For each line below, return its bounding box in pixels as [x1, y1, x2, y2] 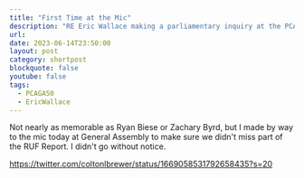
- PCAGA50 [17, 89, 54, 98]
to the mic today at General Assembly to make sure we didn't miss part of [9, 132, 283, 143]
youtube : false [9, 72, 67, 81]
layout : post [9, 47, 59, 56]
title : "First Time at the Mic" [9, 13, 131, 23]
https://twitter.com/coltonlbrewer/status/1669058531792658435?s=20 [9, 159, 273, 170]
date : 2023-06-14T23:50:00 [9, 38, 111, 48]
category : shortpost [9, 55, 88, 64]
